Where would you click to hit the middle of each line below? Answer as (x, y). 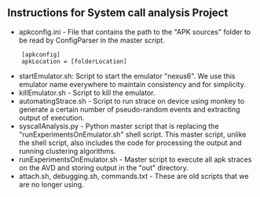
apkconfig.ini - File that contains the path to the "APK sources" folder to (135, 31)
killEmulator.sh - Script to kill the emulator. (87, 93)
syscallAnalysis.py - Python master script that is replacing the (119, 126)
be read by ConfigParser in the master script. (92, 40)
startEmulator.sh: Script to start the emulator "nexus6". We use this (127, 76)
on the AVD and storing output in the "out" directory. (104, 167)
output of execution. (51, 118)
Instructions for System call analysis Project (118, 13)
